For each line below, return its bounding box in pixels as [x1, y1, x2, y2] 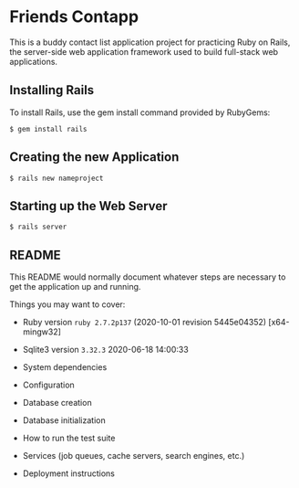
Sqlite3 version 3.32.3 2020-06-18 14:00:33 [22, 345, 189, 355]
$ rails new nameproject [9, 174, 104, 183]
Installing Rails [9, 82, 95, 98]
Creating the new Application [9, 149, 180, 165]
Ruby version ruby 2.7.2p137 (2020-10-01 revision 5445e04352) [22, 317, 267, 328]
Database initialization [22, 415, 107, 426]
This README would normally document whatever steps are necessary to [9, 271, 286, 282]
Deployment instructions [22, 468, 116, 479]
